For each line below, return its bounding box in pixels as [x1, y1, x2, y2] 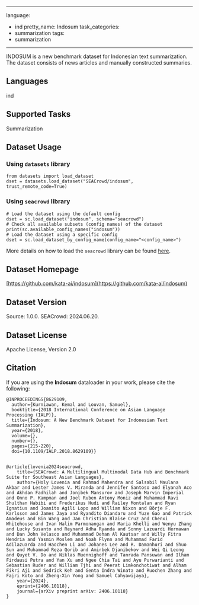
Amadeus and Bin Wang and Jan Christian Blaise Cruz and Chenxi [6, 516, 168, 521]
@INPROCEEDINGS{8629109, [6, 396, 68, 402]
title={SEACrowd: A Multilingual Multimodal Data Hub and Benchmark [17, 469, 190, 475]
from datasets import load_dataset [6, 173, 94, 180]
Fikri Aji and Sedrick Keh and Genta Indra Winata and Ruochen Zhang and [6, 567, 192, 574]
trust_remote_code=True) [6, 184, 68, 190]
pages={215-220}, [11, 443, 54, 449]
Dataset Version [6, 297, 67, 307]
